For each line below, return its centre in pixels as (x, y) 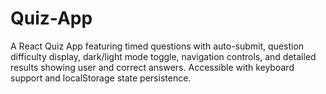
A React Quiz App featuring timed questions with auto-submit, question (157, 46)
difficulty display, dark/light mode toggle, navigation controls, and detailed (163, 56)
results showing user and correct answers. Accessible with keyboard (152, 67)
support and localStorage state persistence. (101, 78)
